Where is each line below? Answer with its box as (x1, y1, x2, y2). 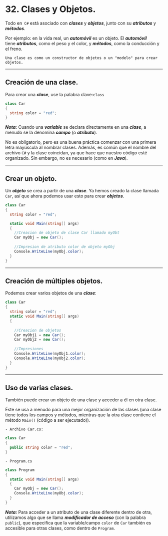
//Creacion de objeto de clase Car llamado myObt (14, 230, 120, 235)
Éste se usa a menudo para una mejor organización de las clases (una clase (5, 407, 161, 413)
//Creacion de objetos (14, 328, 61, 333)
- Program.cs (5, 458, 32, 464)
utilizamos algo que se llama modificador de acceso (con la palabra (5, 514, 146, 520)
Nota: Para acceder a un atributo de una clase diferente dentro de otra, (5, 509, 152, 515)
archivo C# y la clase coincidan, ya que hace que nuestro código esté (5, 150, 147, 156)
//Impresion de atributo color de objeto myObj (14, 244, 115, 249)
